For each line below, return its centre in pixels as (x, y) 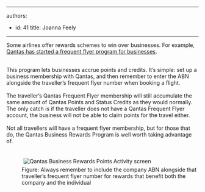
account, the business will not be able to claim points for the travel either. (98, 115)
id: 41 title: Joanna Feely (45, 27)
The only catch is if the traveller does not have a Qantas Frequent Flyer (95, 108)
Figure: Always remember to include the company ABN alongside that (109, 169)
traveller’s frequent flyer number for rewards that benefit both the (104, 176)
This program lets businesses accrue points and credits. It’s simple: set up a (102, 70)
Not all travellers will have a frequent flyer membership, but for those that (98, 128)
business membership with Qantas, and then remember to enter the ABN (98, 76)
